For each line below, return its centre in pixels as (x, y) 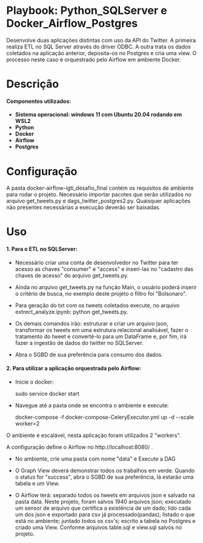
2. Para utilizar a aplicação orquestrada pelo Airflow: (74, 368)
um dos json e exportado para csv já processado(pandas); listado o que (105, 514)
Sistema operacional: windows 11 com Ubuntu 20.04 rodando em (98, 115)
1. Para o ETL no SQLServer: (42, 249)
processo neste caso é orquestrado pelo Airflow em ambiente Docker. (94, 59)
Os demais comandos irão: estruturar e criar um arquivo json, (92, 323)
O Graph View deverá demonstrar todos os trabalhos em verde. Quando (105, 470)
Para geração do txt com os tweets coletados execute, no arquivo (97, 305)
